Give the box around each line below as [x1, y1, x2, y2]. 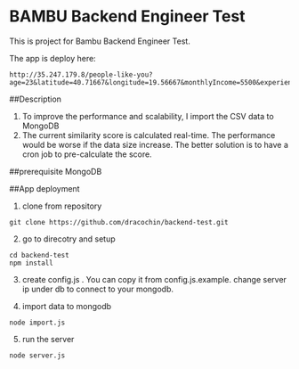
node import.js [9, 318, 66, 327]
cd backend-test [9, 250, 69, 259]
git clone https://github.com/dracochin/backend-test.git [9, 217, 229, 226]
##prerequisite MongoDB [9, 166, 102, 176]
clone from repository [21, 201, 102, 211]
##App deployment [9, 183, 80, 193]
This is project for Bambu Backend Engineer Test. [9, 36, 191, 46]
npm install [9, 258, 53, 267]
